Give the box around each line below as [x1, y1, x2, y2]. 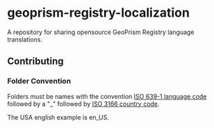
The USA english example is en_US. [7, 113, 109, 121]
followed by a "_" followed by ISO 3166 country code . [7, 99, 160, 108]
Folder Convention [7, 77, 72, 86]
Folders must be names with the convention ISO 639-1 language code [7, 92, 207, 100]
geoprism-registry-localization [7, 5, 190, 21]
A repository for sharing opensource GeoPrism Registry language [7, 28, 195, 36]
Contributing [7, 56, 64, 67]
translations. [7, 35, 43, 43]
